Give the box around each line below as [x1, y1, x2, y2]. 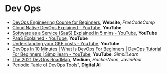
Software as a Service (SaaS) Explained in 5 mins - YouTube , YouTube [12, 30, 157, 36]
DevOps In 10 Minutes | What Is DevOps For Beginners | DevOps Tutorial [12, 46, 161, 52]
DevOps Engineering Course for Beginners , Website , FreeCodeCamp [12, 19, 155, 25]
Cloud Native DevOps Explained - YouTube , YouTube [12, 24, 122, 30]
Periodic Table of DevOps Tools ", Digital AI [12, 62, 101, 68]
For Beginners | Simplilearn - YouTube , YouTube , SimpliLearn [12, 51, 139, 57]
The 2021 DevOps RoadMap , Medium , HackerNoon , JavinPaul [12, 56, 142, 62]
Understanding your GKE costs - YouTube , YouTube [12, 40, 120, 46]
